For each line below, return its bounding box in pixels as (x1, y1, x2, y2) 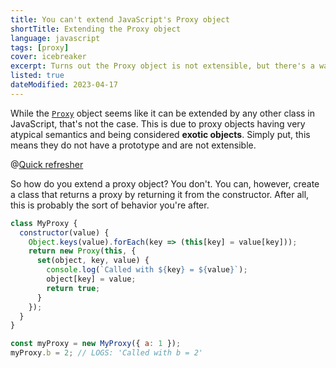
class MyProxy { (10, 218, 78, 228)
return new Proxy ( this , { (28, 246, 137, 256)
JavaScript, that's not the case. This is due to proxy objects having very (10, 117, 306, 130)
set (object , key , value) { (36, 256, 150, 266)
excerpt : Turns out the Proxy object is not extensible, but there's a (10, 61, 315, 71)
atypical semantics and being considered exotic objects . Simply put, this (10, 128, 311, 140)
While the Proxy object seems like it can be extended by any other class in (10, 107, 316, 119)
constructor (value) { (19, 227, 110, 238)
